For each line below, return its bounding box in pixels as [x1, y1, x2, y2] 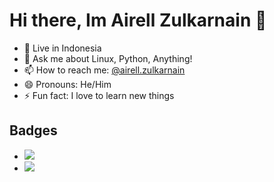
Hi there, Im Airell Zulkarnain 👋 [9, 9, 267, 32]
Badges [9, 122, 58, 139]
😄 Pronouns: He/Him [23, 78, 112, 90]
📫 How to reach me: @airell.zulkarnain [23, 64, 186, 76]
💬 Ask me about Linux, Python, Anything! [23, 52, 193, 64]
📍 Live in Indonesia [23, 42, 102, 54]
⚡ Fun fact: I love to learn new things [23, 89, 175, 101]
